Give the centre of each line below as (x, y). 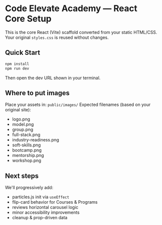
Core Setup (28, 19)
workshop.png (27, 160)
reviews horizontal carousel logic (45, 208)
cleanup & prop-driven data (40, 218)
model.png (23, 124)
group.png (23, 130)
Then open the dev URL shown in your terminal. (53, 78)
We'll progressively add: (29, 188)
